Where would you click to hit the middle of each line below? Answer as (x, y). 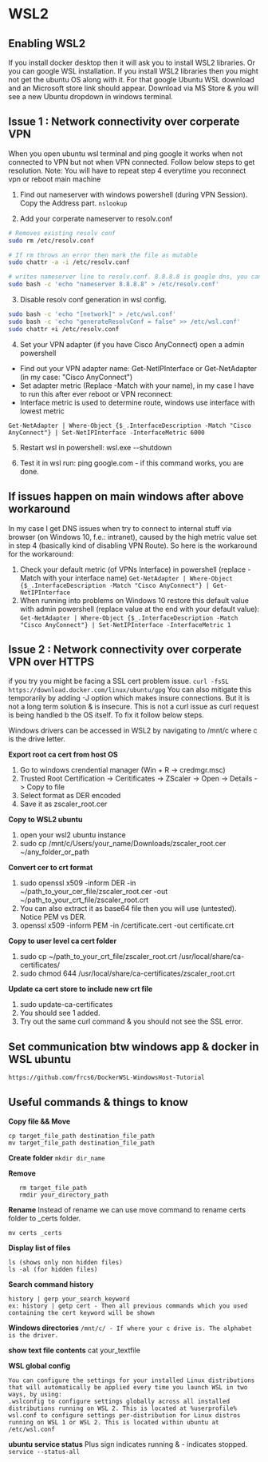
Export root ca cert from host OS (63, 755)
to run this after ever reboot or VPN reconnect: (96, 393)
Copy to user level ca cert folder (63, 941)
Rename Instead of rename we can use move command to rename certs (127, 1209)
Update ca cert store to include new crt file (81, 989)
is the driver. (33, 1335)
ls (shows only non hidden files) (66, 1262)
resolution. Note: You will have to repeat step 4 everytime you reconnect (127, 170)
